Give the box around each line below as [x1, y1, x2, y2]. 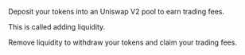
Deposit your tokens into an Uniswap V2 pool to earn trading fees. [8, 7, 225, 16]
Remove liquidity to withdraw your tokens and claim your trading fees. [8, 37, 237, 47]
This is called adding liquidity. [8, 22, 106, 31]
